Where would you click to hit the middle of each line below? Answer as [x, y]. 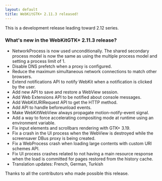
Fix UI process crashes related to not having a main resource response [82, 153]
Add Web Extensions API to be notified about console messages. [77, 97]
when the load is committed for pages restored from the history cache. [82, 159]
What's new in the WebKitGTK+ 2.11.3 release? [61, 40]
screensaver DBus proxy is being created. [54, 138]
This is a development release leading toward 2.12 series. [62, 28]
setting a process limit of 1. [39, 61]
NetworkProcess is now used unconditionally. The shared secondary [81, 51]
